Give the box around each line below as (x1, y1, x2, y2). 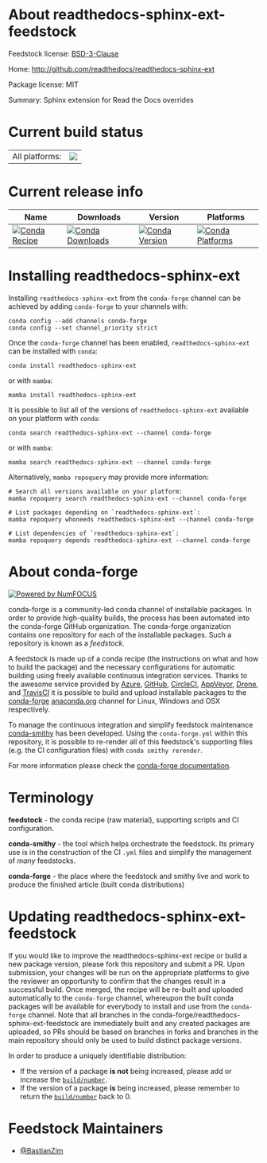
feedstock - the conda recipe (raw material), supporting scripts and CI (8, 814, 240, 825)
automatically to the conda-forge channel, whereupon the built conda (8, 993, 234, 1002)
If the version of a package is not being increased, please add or (19, 1066, 232, 1075)
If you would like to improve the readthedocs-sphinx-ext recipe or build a (8, 950, 248, 960)
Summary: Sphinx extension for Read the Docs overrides (8, 95, 194, 104)
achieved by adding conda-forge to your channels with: (8, 301, 188, 311)
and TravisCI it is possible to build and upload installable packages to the (8, 687, 247, 697)
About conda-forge (8, 563, 138, 580)
